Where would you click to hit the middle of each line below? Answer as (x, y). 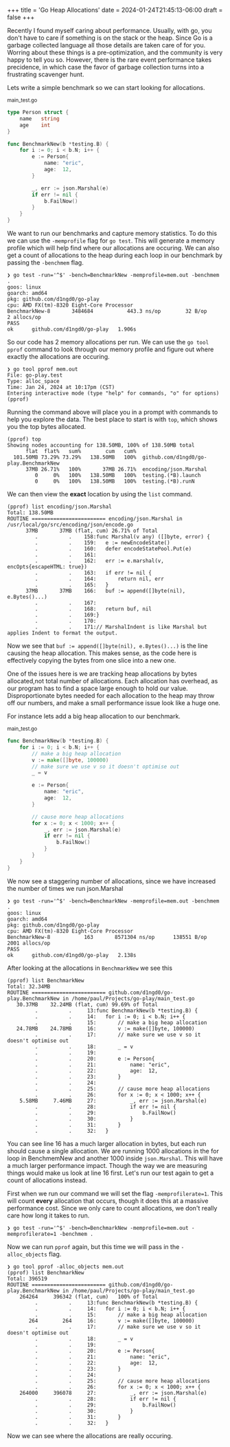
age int (35, 125)
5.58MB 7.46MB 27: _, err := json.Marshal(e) (113, 1101)
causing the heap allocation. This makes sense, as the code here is (102, 653)
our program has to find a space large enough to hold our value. (97, 688)
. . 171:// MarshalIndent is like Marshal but (121, 627)
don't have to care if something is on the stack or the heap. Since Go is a (110, 38)
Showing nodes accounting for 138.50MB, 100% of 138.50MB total (101, 445)
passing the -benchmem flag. (45, 263)
